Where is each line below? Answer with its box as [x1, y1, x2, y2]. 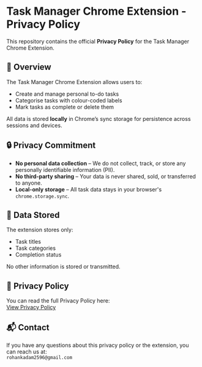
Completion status [15, 251, 62, 258]
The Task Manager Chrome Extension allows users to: [6, 78, 143, 85]
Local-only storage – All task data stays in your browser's [15, 185, 162, 193]
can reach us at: [6, 348, 47, 355]
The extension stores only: [6, 226, 73, 234]
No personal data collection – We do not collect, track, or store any [15, 160, 186, 167]
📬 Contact [6, 322, 50, 333]
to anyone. [15, 179, 42, 187]
